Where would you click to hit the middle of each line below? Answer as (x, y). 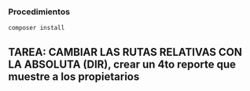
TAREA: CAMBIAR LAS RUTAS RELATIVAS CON (125, 52)
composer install (37, 28)
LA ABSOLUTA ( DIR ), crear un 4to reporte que (122, 64)
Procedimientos (39, 12)
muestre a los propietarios (74, 76)
